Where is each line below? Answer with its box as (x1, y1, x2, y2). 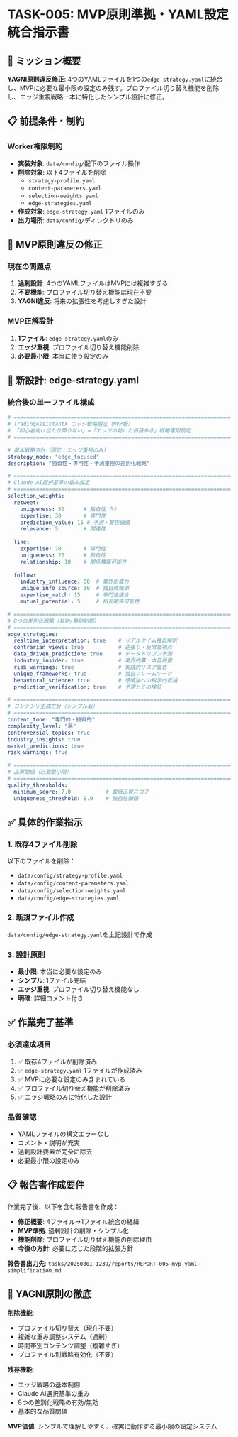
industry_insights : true (7, 736, 81, 743)
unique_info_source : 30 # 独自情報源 (20, 585, 130, 592)
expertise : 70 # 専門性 (20, 545, 106, 552)
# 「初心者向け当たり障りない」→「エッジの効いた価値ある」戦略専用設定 (7, 427, 191, 435)
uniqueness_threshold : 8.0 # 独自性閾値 (13, 794, 139, 802)
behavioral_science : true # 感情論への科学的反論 (13, 677, 178, 684)
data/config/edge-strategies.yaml (17, 895, 120, 902)
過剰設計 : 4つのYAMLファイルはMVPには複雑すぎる (17, 279, 169, 288)
